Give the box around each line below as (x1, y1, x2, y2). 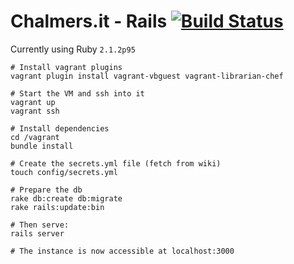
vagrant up (10, 97, 56, 107)
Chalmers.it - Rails (10, 10, 168, 33)
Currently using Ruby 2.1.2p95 (10, 43, 136, 55)
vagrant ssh (10, 106, 60, 116)
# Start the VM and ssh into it (10, 88, 145, 99)
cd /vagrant (10, 132, 60, 142)
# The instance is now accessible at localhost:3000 (10, 246, 235, 256)
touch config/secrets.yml (10, 167, 118, 177)
